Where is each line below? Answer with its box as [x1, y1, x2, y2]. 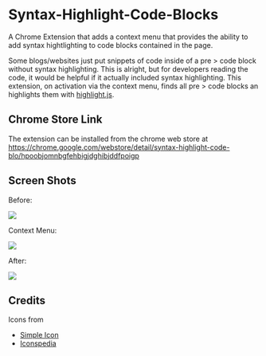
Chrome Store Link [8, 113, 103, 127]
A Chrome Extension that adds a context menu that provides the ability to [8, 32, 248, 41]
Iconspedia [19, 338, 57, 348]
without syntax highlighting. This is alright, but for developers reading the [8, 64, 248, 73]
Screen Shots [8, 174, 77, 188]
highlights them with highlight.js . [8, 89, 115, 99]
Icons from [8, 315, 44, 324]
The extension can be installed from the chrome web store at [8, 134, 209, 143]
